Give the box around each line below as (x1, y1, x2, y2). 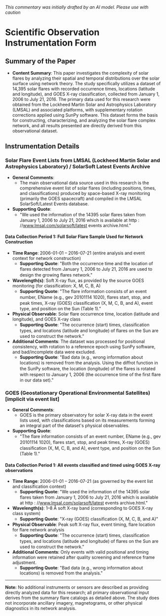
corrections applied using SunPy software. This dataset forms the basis (12, 112, 158, 118)
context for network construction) (12, 255, 82, 261)
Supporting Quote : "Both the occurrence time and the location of (19, 260, 153, 266)
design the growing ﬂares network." (19, 272, 93, 278)
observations (5, 467, 33, 473)
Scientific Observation (5, 27, 100, 38)
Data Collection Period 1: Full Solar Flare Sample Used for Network (5, 234, 143, 239)
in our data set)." (19, 377, 54, 383)
